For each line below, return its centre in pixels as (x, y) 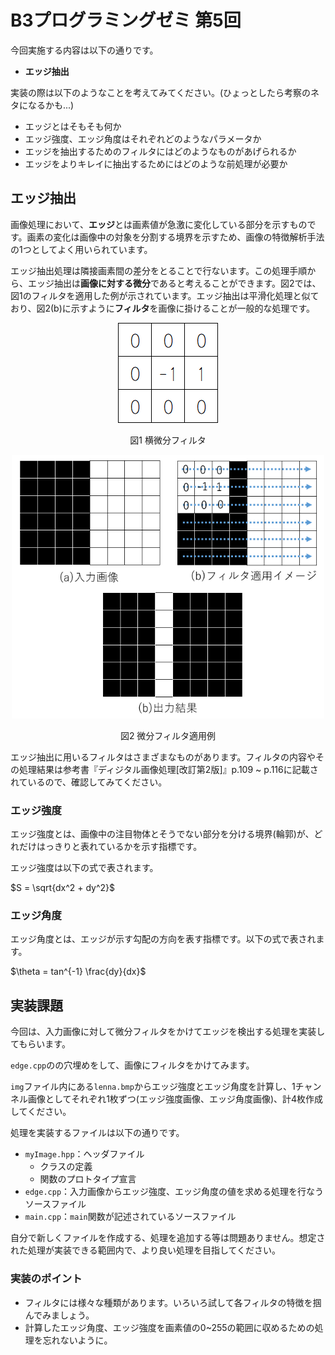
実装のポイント (46, 1279)
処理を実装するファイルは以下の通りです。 (97, 1133)
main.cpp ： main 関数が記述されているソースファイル (130, 1217)
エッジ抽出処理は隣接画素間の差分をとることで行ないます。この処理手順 (159, 270)
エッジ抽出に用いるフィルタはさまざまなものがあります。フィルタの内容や (163, 757)
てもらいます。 (40, 1044)
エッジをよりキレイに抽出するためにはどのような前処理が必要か (156, 163)
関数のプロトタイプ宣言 (88, 1179)
